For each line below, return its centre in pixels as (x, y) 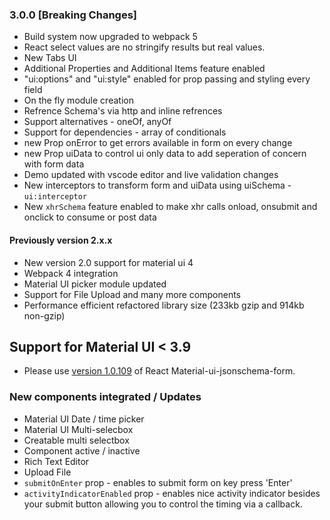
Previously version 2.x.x (61, 240)
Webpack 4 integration (71, 273)
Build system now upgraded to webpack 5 (110, 37)
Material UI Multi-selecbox (78, 429)
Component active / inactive (82, 450)
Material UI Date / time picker (84, 419)
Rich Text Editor (56, 461)
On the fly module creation (78, 100)
